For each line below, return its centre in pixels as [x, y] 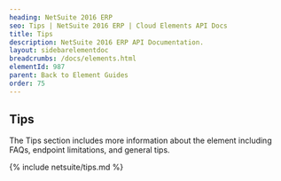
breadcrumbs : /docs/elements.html [73, 59]
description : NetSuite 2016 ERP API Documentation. [106, 42]
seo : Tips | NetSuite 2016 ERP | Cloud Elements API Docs [118, 26]
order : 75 [27, 83]
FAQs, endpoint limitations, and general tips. [90, 150]
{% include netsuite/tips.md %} [66, 167]
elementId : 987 [37, 67]
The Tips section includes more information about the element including [140, 141]
